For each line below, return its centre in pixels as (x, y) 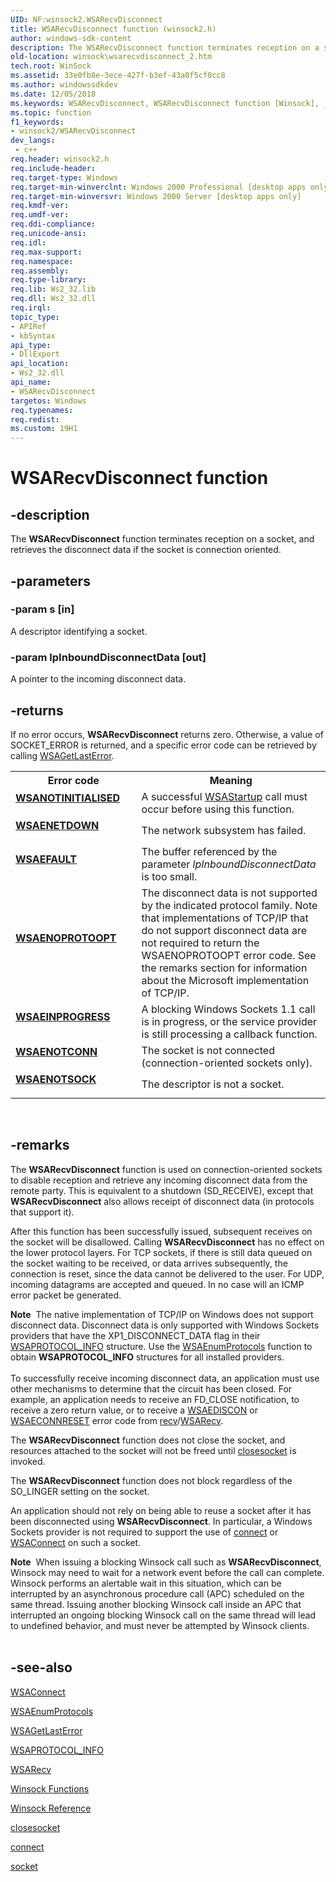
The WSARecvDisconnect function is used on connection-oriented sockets (166, 1169)
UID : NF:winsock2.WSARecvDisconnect (86, 19)
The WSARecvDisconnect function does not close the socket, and (148, 1440)
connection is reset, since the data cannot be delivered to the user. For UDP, (167, 1273)
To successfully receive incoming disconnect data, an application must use (165, 1378)
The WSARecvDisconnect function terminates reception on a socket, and (162, 539)
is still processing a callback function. (229, 1034)
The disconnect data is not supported (229, 893)
